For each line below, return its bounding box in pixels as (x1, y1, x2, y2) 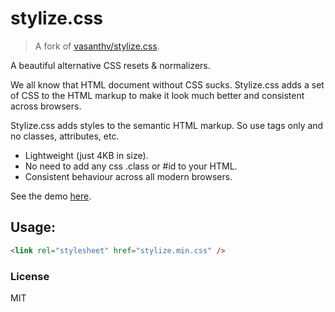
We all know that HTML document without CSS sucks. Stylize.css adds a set (10, 78, 325, 91)
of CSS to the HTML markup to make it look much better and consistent (10, 89, 305, 101)
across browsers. (10, 100, 82, 112)
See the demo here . (10, 190, 92, 202)
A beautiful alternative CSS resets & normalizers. (10, 59, 211, 71)
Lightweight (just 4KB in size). (24, 149, 149, 161)
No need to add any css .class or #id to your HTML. (24, 160, 238, 172)
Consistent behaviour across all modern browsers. (24, 170, 233, 182)
